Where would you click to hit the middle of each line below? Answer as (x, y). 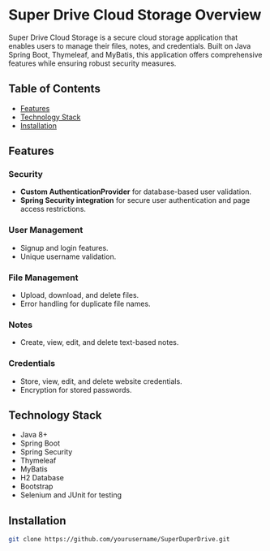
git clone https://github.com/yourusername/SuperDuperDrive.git (119, 540)
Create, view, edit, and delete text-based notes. (99, 342)
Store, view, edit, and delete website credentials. (101, 381)
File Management (43, 278)
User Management (46, 230)
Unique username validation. (68, 256)
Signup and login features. (64, 248)
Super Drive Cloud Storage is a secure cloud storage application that (123, 37)
